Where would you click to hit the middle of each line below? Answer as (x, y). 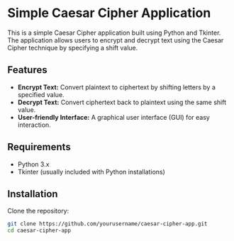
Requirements (39, 147)
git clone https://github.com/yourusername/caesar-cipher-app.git (107, 224)
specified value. (41, 94)
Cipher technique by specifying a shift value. (73, 47)
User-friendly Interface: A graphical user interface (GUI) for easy (114, 117)
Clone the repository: (38, 211)
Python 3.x (33, 164)
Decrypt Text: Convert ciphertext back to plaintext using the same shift (122, 102)
